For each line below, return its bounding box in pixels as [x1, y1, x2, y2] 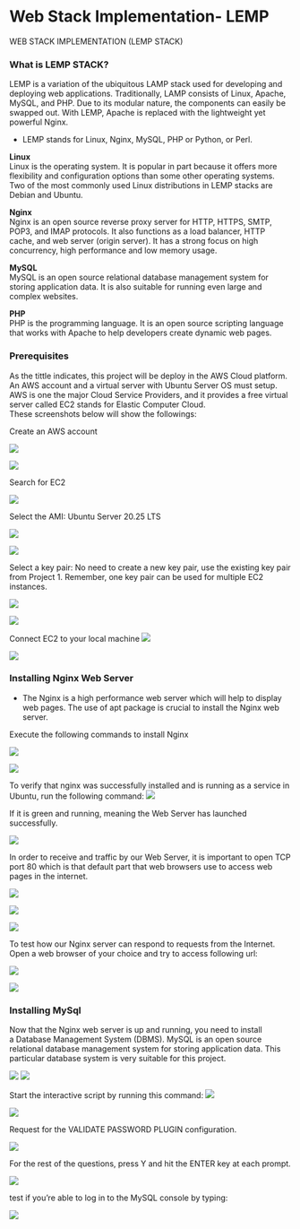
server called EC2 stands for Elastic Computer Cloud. [9, 399, 206, 410]
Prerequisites [9, 350, 69, 362]
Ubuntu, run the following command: [9, 791, 145, 801]
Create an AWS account [9, 426, 99, 437]
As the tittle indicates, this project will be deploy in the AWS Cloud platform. [9, 370, 288, 381]
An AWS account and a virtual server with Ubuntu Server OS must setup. [9, 379, 278, 391]
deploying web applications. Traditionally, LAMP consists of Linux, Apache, [9, 88, 287, 100]
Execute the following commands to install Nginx [9, 729, 189, 740]
